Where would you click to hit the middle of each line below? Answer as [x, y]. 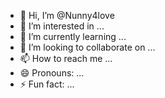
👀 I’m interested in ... [62, 26]
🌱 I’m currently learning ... [73, 36]
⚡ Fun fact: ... [47, 84]
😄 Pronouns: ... [52, 73]
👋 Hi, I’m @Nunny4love [67, 15]
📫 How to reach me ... [66, 58]
